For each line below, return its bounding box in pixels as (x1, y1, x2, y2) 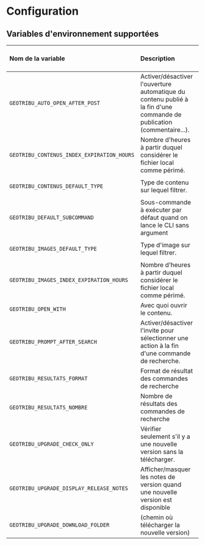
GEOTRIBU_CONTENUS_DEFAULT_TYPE (9, 183, 104, 190)
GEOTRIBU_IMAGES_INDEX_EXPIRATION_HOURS (9, 276, 128, 283)
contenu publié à (140, 95, 189, 103)
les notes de (140, 473, 176, 481)
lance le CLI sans (140, 221, 189, 229)
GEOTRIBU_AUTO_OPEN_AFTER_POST (9, 99, 101, 106)
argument (140, 229, 168, 237)
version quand (140, 480, 182, 489)
